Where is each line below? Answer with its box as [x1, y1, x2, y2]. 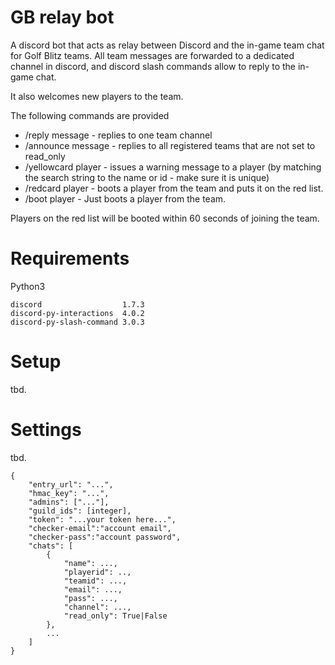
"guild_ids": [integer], [28, 506, 132, 516]
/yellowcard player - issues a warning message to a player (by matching [24, 161, 322, 173]
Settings [10, 419, 82, 441]
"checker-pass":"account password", [28, 532, 182, 542]
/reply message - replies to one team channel [24, 129, 213, 141]
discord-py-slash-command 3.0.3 [10, 317, 145, 327]
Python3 [10, 280, 46, 292]
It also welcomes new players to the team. [10, 90, 184, 102]
